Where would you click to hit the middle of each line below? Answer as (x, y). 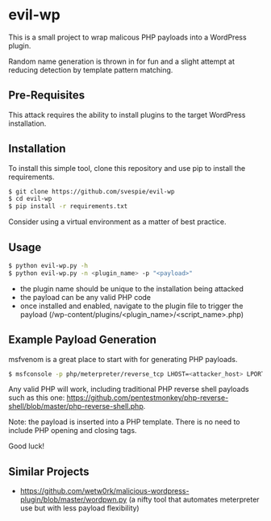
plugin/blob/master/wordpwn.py (73, 500)
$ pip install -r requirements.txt (68, 206)
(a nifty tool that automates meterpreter (194, 500)
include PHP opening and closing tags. (73, 431)
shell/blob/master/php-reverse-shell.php (76, 406)
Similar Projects (49, 471)
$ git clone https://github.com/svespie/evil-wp (92, 191)
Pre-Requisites (47, 96)
